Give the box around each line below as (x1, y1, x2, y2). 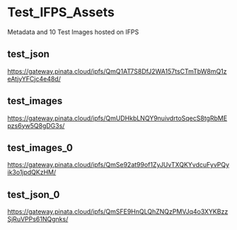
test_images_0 (7, 142, 73, 154)
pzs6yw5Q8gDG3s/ (7, 121, 65, 130)
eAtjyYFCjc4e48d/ (7, 74, 62, 83)
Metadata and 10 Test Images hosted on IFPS (7, 28, 139, 36)
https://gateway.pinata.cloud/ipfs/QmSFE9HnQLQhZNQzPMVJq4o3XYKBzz (7, 207, 229, 216)
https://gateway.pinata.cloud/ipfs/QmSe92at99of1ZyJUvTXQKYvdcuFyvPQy (7, 161, 230, 169)
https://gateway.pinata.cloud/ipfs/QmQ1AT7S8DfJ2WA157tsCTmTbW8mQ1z (7, 67, 228, 75)
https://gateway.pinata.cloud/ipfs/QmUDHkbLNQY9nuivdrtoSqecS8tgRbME (7, 114, 228, 122)
